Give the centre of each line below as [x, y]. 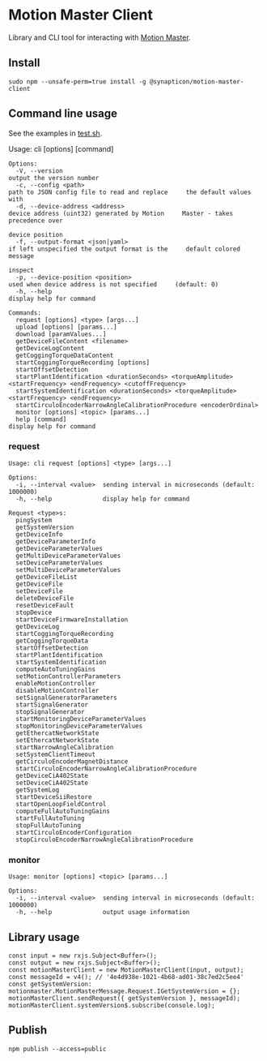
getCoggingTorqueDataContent [65, 355]
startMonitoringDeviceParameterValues [81, 719]
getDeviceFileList [47, 577]
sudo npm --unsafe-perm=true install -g [78, 82]
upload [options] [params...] [66, 327]
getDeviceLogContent [50, 348]
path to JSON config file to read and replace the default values [130, 192]
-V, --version [39, 171]
